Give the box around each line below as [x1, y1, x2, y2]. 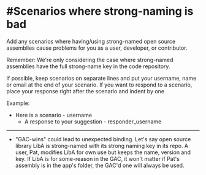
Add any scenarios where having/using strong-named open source [6, 37, 176, 45]
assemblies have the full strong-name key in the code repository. [6, 63, 170, 70]
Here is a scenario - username [15, 111, 93, 119]
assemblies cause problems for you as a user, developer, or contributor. [6, 44, 188, 52]
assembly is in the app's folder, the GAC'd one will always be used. [15, 161, 185, 169]
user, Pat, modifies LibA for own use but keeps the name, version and [15, 149, 191, 156]
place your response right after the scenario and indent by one [6, 87, 164, 95]
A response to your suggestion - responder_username [24, 118, 162, 125]
